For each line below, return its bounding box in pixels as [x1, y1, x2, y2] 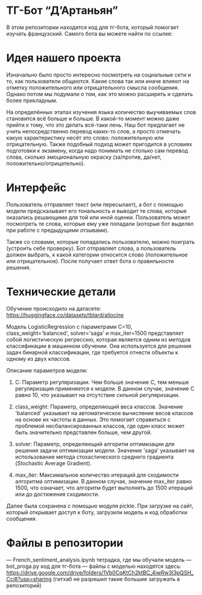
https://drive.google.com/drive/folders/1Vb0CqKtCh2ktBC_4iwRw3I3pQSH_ [6, 568, 194, 576]
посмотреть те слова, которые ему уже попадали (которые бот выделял [6, 220, 194, 227]
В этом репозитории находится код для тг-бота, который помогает [6, 24, 179, 31]
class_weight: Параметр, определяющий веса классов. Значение [14, 402, 183, 410]
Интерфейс [6, 181, 67, 195]
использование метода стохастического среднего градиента [14, 453, 174, 460]
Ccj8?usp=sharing [6, 575, 52, 582]
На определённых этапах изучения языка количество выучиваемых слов [6, 108, 197, 115]
